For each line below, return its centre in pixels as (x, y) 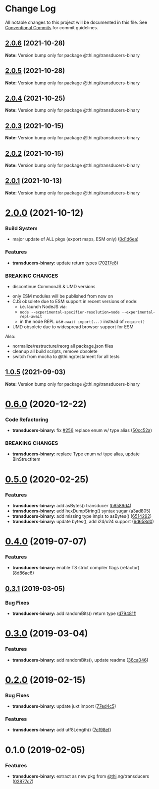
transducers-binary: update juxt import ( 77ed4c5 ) (64, 706)
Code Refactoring (27, 420)
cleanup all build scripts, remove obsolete (55, 351)
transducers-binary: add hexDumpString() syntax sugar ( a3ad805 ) (81, 511)
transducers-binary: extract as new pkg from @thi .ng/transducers (81, 776)
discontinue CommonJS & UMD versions (54, 286)
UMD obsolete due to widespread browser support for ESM (73, 327)
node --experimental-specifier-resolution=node (70, 312)
